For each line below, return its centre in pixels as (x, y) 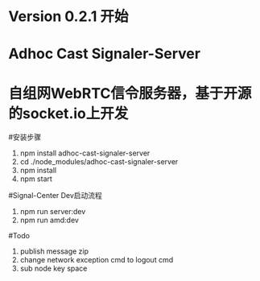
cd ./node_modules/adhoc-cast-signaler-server (99, 162)
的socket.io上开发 (68, 113)
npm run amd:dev (49, 220)
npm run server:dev (53, 212)
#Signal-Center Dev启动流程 (56, 196)
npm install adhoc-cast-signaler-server (85, 153)
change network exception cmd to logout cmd (97, 260)
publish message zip (54, 251)
